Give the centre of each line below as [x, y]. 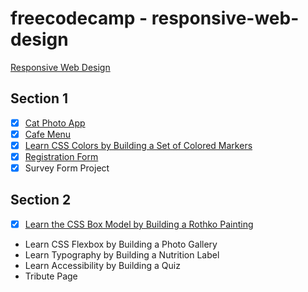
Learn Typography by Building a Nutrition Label [122, 254]
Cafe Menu [48, 134]
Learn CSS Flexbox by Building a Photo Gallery [121, 244]
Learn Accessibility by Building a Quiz [102, 265]
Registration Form [61, 156]
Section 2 [41, 200]
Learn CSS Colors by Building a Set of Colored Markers [138, 145]
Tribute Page [51, 276]
